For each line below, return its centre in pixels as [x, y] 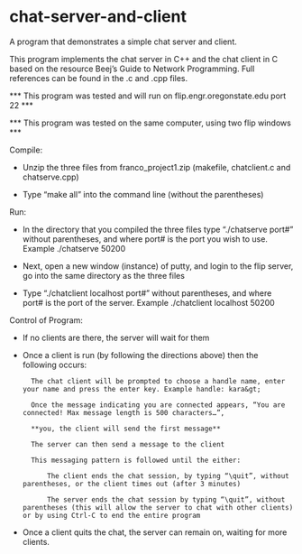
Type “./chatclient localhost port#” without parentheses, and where [147, 293]
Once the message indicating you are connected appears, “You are [158, 405]
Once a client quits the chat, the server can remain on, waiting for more [155, 532]
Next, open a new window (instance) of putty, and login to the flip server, [158, 266]
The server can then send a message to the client [128, 444]
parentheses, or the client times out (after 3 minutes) [132, 484]
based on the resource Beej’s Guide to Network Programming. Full [132, 69]
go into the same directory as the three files [103, 275]
